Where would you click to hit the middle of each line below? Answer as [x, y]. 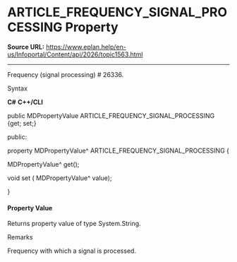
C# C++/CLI [25, 102]
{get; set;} [22, 123]
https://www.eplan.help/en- [86, 47]
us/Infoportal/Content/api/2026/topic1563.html [75, 54]
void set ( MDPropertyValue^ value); [60, 178]
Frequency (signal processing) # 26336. [66, 74]
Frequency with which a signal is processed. [72, 251]
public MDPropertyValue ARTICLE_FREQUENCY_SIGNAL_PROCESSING [111, 115]
